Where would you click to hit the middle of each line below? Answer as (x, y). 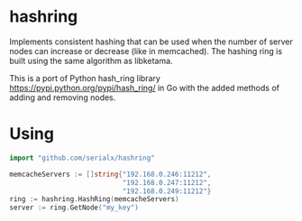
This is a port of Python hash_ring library (85, 78)
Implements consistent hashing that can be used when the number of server (151, 41)
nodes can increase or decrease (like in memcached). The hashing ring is (146, 51)
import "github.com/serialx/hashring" (82, 158)
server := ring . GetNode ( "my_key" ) (74, 208)
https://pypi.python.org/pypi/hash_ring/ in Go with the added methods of (144, 87)
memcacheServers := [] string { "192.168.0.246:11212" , (110, 174)
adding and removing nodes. (63, 97)
